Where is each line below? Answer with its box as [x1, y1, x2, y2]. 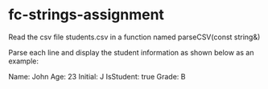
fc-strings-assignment [8, 6, 165, 24]
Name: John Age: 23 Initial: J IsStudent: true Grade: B [8, 71, 186, 81]
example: [8, 56, 39, 66]
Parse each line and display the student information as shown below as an [8, 47, 254, 57]
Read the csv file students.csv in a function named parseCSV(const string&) [8, 32, 261, 42]
